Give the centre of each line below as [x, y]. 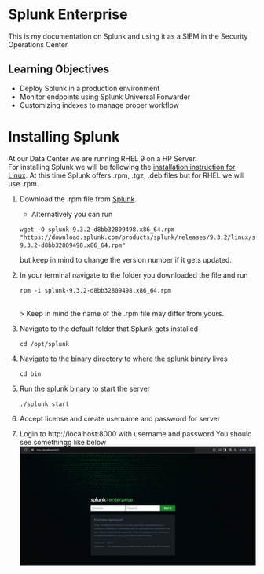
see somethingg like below [63, 442]
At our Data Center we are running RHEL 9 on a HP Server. [103, 158]
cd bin [30, 374]
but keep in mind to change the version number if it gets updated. [125, 259]
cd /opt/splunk [44, 344]
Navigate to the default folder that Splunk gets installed [109, 329]
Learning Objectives [59, 70]
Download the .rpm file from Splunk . [78, 199]
